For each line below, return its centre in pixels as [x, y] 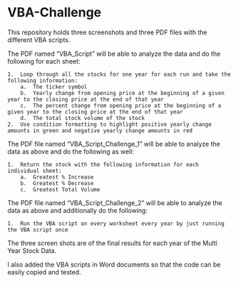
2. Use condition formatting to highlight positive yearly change [110, 124]
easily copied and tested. [45, 272]
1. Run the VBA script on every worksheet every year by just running [116, 223]
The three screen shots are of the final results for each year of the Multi [112, 243]
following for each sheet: [44, 61]
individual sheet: [35, 171]
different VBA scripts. [39, 39]
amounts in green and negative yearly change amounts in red [100, 130]
